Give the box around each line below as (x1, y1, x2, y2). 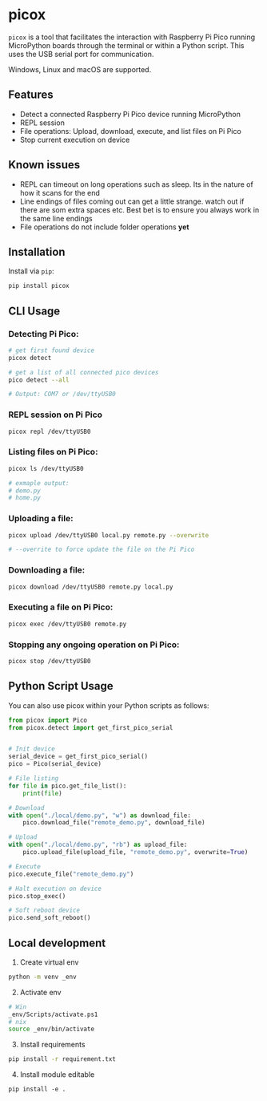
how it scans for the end (19, 188, 100, 197)
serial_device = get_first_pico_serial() (8, 752, 149, 761)
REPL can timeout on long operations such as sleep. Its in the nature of (19, 179, 253, 189)
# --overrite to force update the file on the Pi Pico (8, 545, 195, 554)
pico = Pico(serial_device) (8, 760, 102, 768)
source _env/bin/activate (8, 1025, 94, 1034)
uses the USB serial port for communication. (8, 49, 154, 59)
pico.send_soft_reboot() (8, 914, 91, 922)
